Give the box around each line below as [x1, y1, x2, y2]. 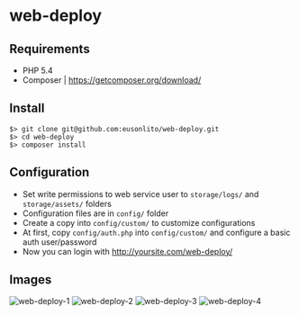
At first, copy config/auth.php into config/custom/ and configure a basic [22, 227, 291, 238]
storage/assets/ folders [22, 198, 113, 209]
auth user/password [22, 236, 97, 247]
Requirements [9, 41, 90, 57]
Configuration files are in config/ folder [22, 208, 169, 219]
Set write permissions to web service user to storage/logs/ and [22, 188, 259, 199]
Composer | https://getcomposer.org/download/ [22, 75, 202, 85]
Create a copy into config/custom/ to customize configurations [22, 217, 256, 228]
